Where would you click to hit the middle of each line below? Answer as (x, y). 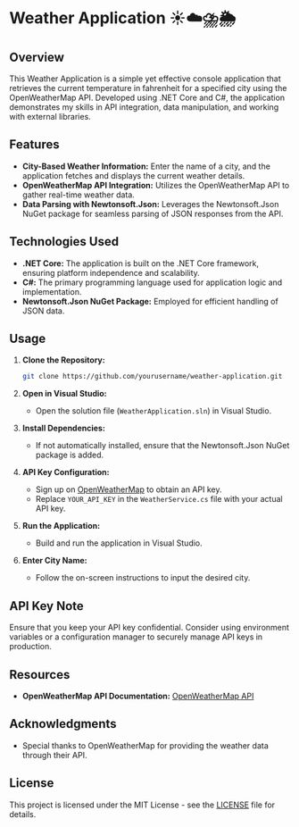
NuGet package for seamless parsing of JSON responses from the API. (153, 213)
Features (34, 145)
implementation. (52, 291)
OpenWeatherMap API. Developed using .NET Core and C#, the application (147, 97)
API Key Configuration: (66, 472)
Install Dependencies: (63, 428)
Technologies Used (64, 242)
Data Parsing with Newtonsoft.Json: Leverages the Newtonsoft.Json (150, 204)
